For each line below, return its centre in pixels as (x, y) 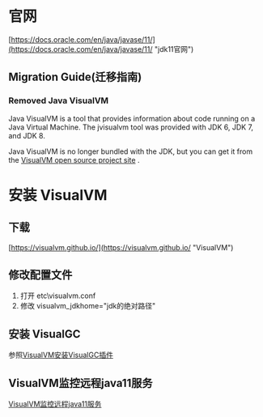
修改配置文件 (40, 275)
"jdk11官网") (174, 49)
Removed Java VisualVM (59, 100)
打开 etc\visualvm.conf (58, 296)
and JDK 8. (27, 135)
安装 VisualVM (58, 195)
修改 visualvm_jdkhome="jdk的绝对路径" (88, 306)
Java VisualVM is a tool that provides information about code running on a (132, 118)
